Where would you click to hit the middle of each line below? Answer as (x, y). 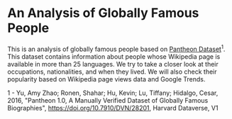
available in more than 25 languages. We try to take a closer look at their (113, 64)
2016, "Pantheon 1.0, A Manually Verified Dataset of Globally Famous (108, 100)
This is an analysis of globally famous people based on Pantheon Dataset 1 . (116, 48)
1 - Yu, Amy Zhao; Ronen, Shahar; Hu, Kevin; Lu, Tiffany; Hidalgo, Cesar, (113, 93)
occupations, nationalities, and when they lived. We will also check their (112, 72)
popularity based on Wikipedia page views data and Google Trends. (106, 79)
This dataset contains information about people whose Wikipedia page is (114, 56)
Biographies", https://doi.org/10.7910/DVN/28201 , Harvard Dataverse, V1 (113, 108)
